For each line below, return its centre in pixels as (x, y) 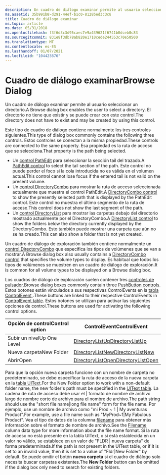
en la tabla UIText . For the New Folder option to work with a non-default (77, 383)
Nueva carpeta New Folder (38, 352)
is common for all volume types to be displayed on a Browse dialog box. (78, 270)
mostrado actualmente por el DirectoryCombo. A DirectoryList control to (85, 218)
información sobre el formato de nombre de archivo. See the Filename (76, 425)
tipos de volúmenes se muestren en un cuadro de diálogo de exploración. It (81, 265)
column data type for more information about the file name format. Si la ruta (82, 430)
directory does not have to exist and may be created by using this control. (80, 120)
